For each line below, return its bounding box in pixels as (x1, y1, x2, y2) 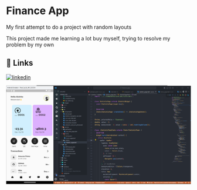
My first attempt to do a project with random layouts (6, 23, 132, 30)
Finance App (6, 4, 69, 18)
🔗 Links (6, 58, 33, 68)
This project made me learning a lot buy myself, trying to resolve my (6, 35, 171, 42)
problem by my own (6, 41, 55, 48)
